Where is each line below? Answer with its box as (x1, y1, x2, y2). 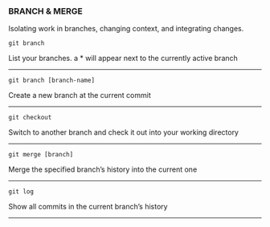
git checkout (8, 114, 52, 122)
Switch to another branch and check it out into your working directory (8, 128, 239, 137)
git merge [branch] (8, 151, 74, 159)
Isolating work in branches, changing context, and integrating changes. (8, 24, 244, 34)
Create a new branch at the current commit (8, 91, 151, 100)
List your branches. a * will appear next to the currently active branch (8, 54, 239, 63)
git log (8, 188, 35, 196)
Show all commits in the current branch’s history (8, 202, 168, 212)
